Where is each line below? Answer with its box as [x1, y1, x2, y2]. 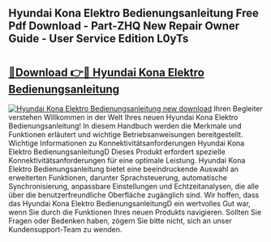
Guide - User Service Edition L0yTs [8, 32, 189, 45]
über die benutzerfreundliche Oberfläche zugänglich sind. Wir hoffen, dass [8, 190, 260, 200]
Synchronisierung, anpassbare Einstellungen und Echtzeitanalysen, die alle [8, 182, 260, 191]
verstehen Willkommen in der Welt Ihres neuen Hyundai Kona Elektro [8, 113, 239, 122]
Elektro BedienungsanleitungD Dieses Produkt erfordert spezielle [8, 147, 226, 157]
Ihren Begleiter [213, 104, 264, 113]
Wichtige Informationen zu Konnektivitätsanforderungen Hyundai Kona [8, 138, 245, 148]
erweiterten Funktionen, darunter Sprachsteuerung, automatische [8, 173, 228, 182]
